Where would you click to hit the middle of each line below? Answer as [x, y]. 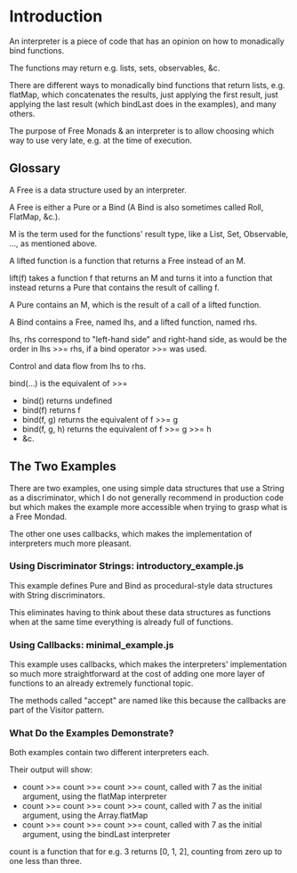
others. [22, 113]
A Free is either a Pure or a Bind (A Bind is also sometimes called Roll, [136, 207]
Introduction [56, 16]
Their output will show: [51, 770]
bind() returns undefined [67, 400]
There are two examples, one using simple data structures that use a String [147, 488]
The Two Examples [63, 467]
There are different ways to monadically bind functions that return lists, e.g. [147, 85]
